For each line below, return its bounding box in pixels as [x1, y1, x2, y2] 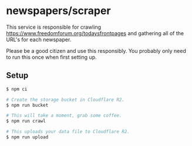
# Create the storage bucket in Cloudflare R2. [6, 97, 125, 103]
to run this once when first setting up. [6, 53, 97, 60]
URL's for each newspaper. [6, 36, 72, 43]
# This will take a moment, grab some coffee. [6, 113, 122, 118]
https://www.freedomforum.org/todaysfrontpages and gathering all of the [6, 29, 184, 36]
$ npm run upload [6, 134, 49, 140]
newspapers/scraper [6, 4, 111, 18]
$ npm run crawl [6, 118, 46, 124]
